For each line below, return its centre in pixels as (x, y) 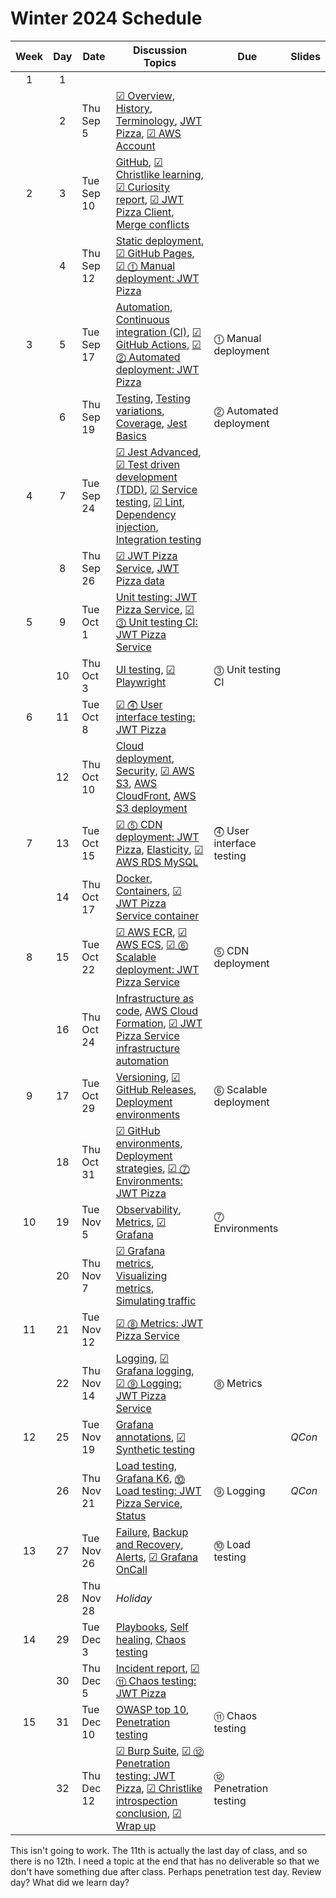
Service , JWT (147, 568)
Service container (157, 915)
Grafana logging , (155, 1370)
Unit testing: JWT (156, 597)
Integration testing (158, 539)
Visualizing (141, 1275)
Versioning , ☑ (148, 1077)
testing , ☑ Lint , (150, 502)
